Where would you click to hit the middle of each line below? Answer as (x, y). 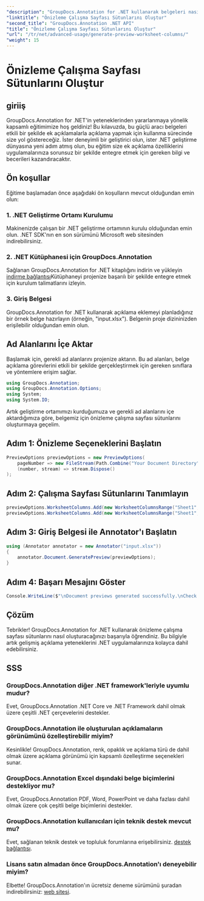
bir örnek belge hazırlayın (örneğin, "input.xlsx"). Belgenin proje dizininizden (102, 318)
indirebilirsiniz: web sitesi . (39, 891)
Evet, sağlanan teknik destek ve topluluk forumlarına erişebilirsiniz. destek (99, 842)
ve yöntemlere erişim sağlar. (42, 372)
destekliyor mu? (31, 785)
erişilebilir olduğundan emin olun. (48, 325)
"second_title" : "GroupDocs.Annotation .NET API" (70, 23)
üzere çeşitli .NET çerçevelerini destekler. (58, 713)
